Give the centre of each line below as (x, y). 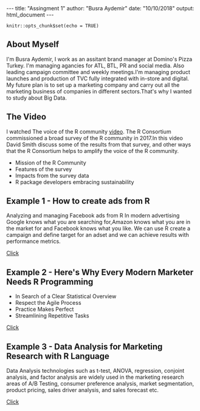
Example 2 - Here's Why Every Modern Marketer (100, 272)
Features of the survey (43, 169)
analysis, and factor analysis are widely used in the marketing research (95, 377)
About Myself (33, 45)
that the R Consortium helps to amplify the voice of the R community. (93, 151)
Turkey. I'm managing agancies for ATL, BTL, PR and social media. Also (95, 66)
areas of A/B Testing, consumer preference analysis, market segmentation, (100, 384)
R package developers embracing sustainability (74, 182)
